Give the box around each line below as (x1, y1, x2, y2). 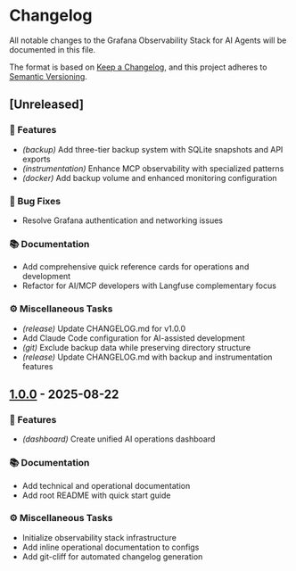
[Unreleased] (9, 97, 85, 112)
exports (21, 153, 51, 164)
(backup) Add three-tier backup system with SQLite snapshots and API (21, 144, 284, 154)
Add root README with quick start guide (21, 490, 171, 501)
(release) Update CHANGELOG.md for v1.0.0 (21, 323, 186, 334)
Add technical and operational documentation (21, 480, 191, 491)
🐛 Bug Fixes (9, 194, 61, 207)
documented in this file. (9, 44, 96, 54)
